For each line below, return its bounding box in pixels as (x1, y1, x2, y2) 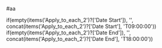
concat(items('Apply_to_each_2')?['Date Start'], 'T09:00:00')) (6, 23, 157, 30)
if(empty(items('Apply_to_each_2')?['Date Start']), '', (6, 17, 133, 23)
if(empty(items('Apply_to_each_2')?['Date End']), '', (6, 29, 132, 36)
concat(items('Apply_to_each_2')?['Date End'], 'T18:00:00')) (6, 36, 154, 42)
